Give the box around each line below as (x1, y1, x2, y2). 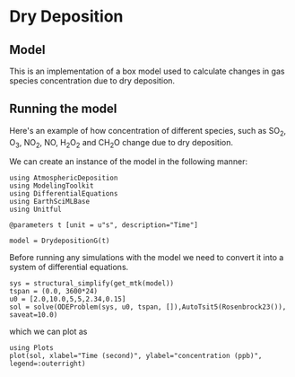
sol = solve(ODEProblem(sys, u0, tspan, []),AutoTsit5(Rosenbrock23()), (9, 302, 287, 311)
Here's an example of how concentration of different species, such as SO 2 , (9, 125, 287, 138)
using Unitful (9, 205, 63, 215)
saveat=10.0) (9, 311, 58, 320)
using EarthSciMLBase (9, 197, 91, 206)
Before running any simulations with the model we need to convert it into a (9, 252, 284, 263)
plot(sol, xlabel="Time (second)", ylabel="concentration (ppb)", (9, 352, 263, 361)
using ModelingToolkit (9, 181, 94, 190)
